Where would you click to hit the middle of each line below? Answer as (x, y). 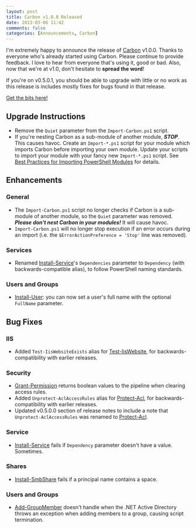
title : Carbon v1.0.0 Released (44, 17)
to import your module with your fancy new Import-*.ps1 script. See (97, 155)
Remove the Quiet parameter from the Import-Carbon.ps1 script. (92, 131)
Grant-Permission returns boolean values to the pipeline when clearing (100, 386)
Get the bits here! (27, 98)
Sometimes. (29, 451)
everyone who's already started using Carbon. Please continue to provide (95, 56)
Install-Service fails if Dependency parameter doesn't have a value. (93, 445)
